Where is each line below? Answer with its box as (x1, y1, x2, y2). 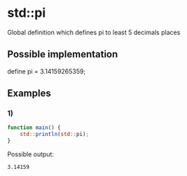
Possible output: (7, 150, 55, 158)
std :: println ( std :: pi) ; (20, 131, 90, 138)
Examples (7, 88, 51, 100)
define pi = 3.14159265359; (7, 67, 86, 75)
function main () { (7, 124, 61, 131)
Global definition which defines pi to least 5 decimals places (7, 28, 181, 36)
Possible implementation (7, 48, 118, 60)
